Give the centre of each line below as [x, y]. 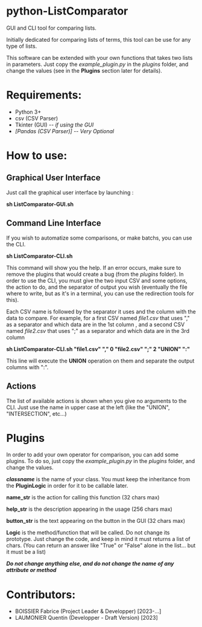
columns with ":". [27, 367]
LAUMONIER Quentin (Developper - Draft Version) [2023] [86, 618]
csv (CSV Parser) [36, 118]
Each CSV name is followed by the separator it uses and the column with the [101, 311]
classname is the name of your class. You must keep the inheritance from [98, 479]
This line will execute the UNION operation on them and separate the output [100, 361]
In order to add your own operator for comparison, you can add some [93, 455]
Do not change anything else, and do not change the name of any [90, 563]
